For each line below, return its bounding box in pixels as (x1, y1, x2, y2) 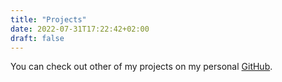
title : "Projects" (10, 14, 87, 25)
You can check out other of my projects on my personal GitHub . (10, 61, 273, 73)
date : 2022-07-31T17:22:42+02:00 (10, 24, 150, 34)
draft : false (10, 33, 65, 43)
